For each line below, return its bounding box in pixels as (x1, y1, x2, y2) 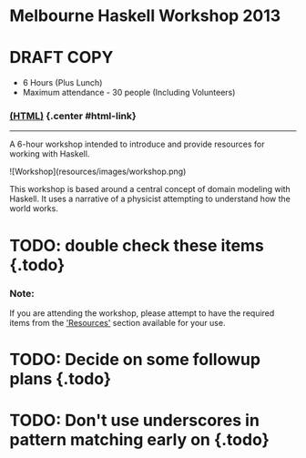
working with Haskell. (9, 148, 90, 159)
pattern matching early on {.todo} (9, 430, 270, 451)
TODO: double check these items (9, 235, 264, 256)
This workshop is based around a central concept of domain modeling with (9, 184, 291, 195)
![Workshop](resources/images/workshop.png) (9, 166, 187, 178)
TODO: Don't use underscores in (9, 411, 260, 431)
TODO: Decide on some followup (9, 350, 261, 370)
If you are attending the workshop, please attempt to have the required (9, 307, 275, 319)
